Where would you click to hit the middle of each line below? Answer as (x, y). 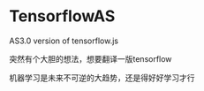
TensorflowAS (62, 16)
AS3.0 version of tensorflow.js (64, 41)
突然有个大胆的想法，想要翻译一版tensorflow (91, 58)
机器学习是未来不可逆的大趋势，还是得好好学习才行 (102, 78)
